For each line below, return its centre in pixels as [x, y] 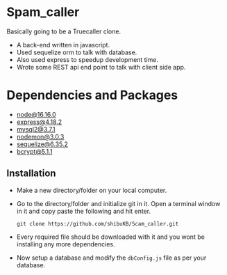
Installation [31, 174]
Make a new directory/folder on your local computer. [92, 190]
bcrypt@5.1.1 [34, 151]
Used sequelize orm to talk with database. [77, 52]
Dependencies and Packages [92, 95]
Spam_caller [43, 12]
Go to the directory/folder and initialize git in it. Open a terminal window [118, 203]
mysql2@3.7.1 [36, 129]
